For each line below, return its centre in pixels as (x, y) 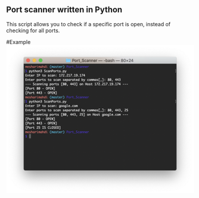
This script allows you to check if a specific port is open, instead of (88, 24)
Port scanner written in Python (64, 10)
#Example (18, 42)
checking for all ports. (33, 30)
